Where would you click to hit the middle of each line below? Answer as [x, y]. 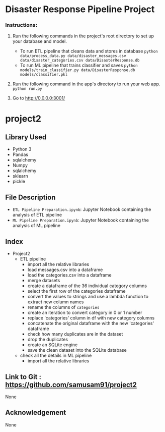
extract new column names [56, 302]
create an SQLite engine [53, 345]
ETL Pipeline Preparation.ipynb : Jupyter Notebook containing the [82, 209]
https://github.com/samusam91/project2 [71, 385]
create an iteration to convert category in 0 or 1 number [85, 313]
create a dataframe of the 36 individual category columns [87, 286]
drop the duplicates [48, 340]
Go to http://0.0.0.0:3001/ [39, 98]
